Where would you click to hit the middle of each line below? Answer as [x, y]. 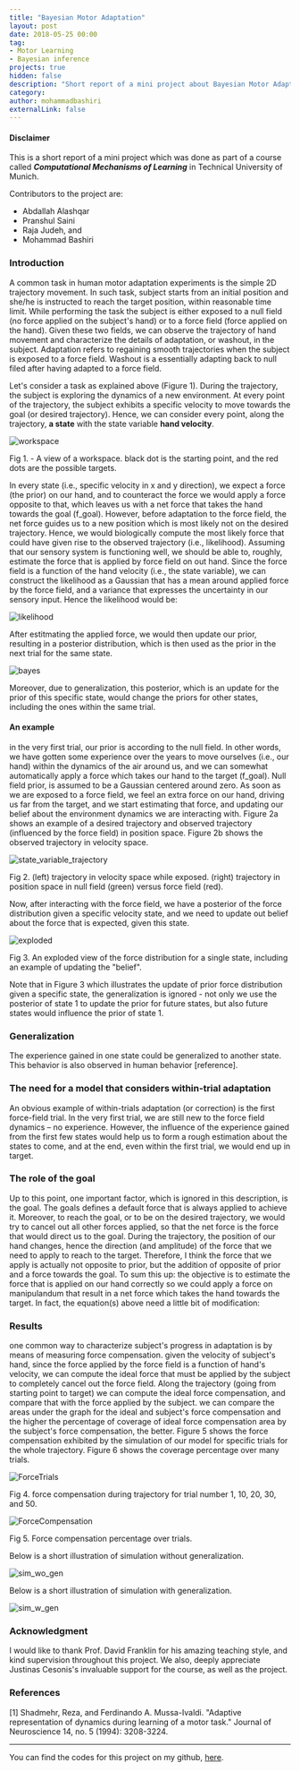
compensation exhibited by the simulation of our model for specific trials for [149, 1441]
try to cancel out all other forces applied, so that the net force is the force [144, 1227]
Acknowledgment [49, 1631]
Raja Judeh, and [52, 230]
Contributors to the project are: [66, 194]
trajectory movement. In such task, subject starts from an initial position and [149, 292]
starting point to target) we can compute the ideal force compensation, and [147, 1393]
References [35, 1693]
